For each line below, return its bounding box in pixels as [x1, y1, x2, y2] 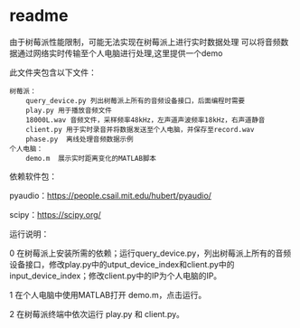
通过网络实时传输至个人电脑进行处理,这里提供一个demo [16, 47, 223, 59]
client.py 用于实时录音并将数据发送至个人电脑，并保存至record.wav [25, 125, 255, 134]
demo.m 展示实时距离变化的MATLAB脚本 [25, 154, 156, 163]
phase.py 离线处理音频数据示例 [25, 135, 134, 144]
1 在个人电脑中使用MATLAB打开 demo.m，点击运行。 [9, 289, 207, 300]
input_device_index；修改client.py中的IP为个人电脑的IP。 [9, 270, 222, 281]
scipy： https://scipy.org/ [9, 209, 101, 220]
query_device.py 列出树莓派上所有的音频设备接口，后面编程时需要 [25, 96, 246, 105]
